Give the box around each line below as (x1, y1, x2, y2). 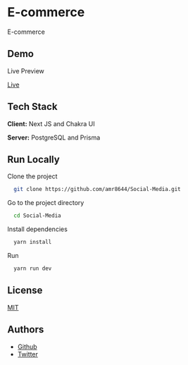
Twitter (17, 349, 39, 358)
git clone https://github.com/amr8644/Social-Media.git (13, 186, 181, 193)
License (7, 285, 43, 297)
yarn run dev (13, 265, 52, 272)
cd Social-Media (13, 212, 61, 219)
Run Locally (7, 153, 60, 166)
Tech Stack (7, 101, 58, 113)
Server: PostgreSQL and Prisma (7, 133, 101, 142)
